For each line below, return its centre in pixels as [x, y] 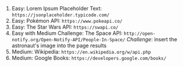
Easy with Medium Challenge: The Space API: [67, 33]
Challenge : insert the [152, 39]
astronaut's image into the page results [59, 45]
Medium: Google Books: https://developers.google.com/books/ [89, 58]
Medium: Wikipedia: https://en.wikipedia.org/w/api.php [81, 52]
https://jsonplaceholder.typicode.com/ [61, 15]
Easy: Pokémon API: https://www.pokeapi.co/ [67, 21]
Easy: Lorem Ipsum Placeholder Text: [56, 8]
